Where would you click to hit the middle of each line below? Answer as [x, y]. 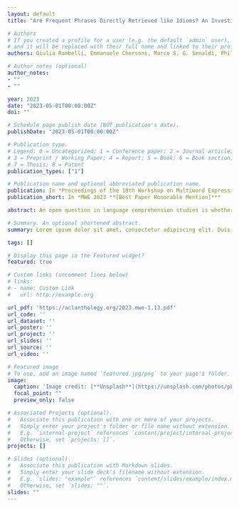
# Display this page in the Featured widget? [76, 255]
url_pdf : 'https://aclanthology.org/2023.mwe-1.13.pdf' [92, 307]
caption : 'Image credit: [51, 387]
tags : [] [20, 242]
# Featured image [33, 367]
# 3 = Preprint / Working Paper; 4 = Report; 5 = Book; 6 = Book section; [121, 158]
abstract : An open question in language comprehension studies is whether [121, 210]
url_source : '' [30, 347]
